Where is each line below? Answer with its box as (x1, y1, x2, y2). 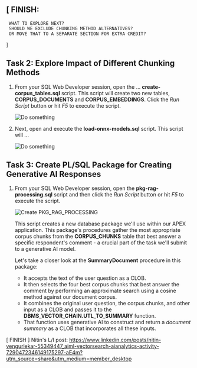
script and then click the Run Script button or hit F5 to (54, 191, 184, 198)
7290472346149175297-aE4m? (6, 349, 83, 356)
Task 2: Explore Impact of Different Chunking (6, 59, 175, 69)
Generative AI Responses (6, 169, 101, 179)
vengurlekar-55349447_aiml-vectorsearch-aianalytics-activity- (6, 343, 159, 350)
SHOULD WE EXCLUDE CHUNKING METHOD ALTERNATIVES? (8, 25, 133, 31)
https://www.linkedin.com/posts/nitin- (69, 337, 162, 344)
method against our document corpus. (23, 293, 117, 301)
